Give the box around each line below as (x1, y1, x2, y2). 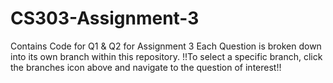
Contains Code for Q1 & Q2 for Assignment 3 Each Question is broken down (10, 40, 322, 52)
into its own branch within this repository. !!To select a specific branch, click (10, 50, 323, 62)
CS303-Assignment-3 (10, 7, 200, 30)
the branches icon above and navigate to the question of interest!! (10, 61, 282, 73)
